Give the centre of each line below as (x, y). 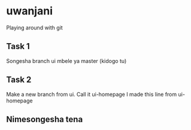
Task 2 (19, 80)
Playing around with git (34, 28)
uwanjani (29, 11)
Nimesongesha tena (45, 119)
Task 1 (18, 46)
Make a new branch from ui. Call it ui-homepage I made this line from (92, 94)
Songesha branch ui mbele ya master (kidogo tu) (66, 61)
